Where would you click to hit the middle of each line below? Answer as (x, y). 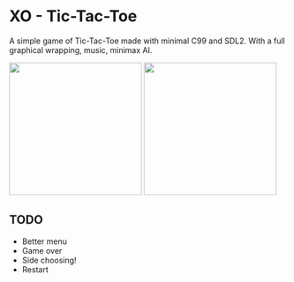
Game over (42, 250)
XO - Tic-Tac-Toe (73, 16)
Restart (35, 269)
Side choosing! (49, 260)
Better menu (45, 241)
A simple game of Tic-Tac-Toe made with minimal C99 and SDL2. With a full (147, 41)
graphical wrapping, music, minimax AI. (81, 50)
